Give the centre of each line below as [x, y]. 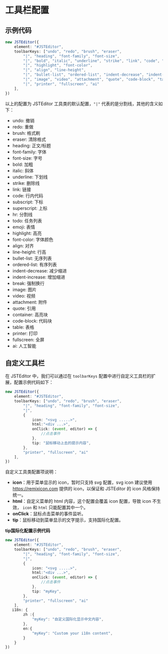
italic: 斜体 [23, 170]
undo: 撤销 [23, 120]
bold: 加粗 [23, 164]
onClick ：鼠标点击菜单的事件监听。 [49, 514]
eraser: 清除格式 [29, 139]
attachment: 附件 [30, 302]
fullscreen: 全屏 [28, 340]
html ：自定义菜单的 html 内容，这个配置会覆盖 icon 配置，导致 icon [82, 501]
